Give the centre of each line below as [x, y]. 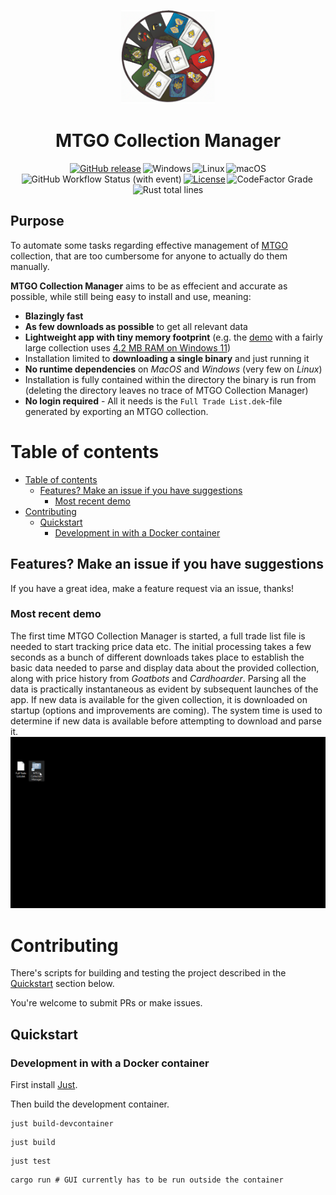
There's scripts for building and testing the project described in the [148, 973]
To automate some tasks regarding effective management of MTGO [149, 245]
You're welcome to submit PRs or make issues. [106, 1003]
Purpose [37, 221]
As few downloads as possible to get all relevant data [136, 326]
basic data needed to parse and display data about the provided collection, [165, 667]
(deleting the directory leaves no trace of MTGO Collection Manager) [166, 390]
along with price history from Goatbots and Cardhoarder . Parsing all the [158, 678]
